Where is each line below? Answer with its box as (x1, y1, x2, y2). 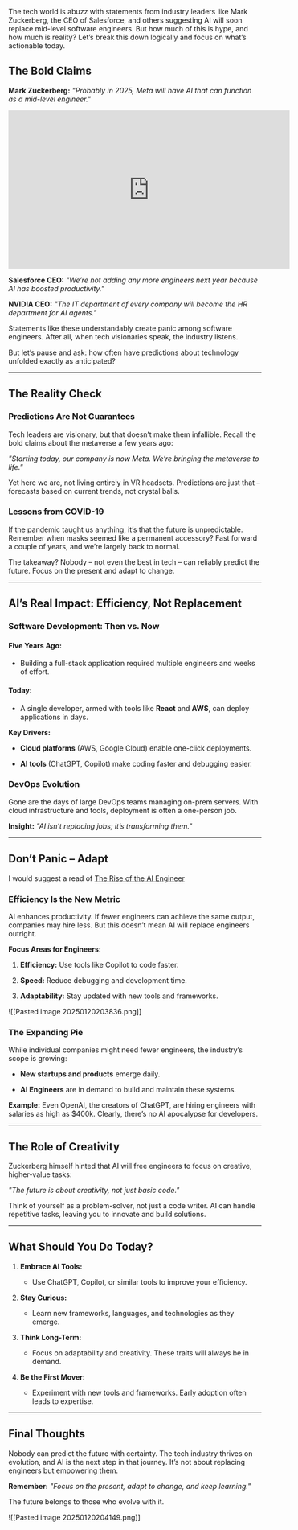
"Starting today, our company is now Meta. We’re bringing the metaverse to (8, 454, 259, 463)
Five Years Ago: (8, 640, 63, 650)
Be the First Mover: (19, 1372, 86, 1382)
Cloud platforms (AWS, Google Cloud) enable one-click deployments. (19, 743, 252, 753)
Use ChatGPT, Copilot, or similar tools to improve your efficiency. (31, 1277, 247, 1286)
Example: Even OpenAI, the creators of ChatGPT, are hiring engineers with (8, 1100, 256, 1110)
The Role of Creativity (8, 1140, 120, 1154)
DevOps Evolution (8, 779, 80, 790)
